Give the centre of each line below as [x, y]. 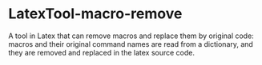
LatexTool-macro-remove [95, 14]
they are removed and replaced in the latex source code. [101, 52]
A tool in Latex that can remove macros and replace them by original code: [131, 36]
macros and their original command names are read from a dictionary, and [131, 44]
